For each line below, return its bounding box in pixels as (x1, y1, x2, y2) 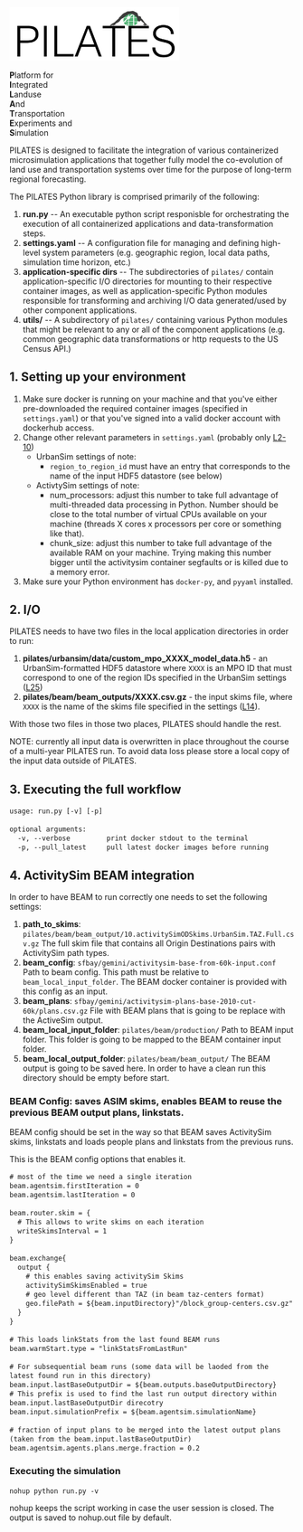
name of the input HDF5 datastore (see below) (49, 470, 223, 481)
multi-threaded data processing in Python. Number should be (49, 499, 279, 510)
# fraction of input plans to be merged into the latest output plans (9, 1426, 281, 1435)
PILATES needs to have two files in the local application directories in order (9, 626, 289, 637)
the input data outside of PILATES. (9, 755, 137, 766)
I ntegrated (9, 79, 48, 90)
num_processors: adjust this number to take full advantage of (49, 489, 279, 500)
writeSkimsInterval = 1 (17, 1227, 107, 1236)
